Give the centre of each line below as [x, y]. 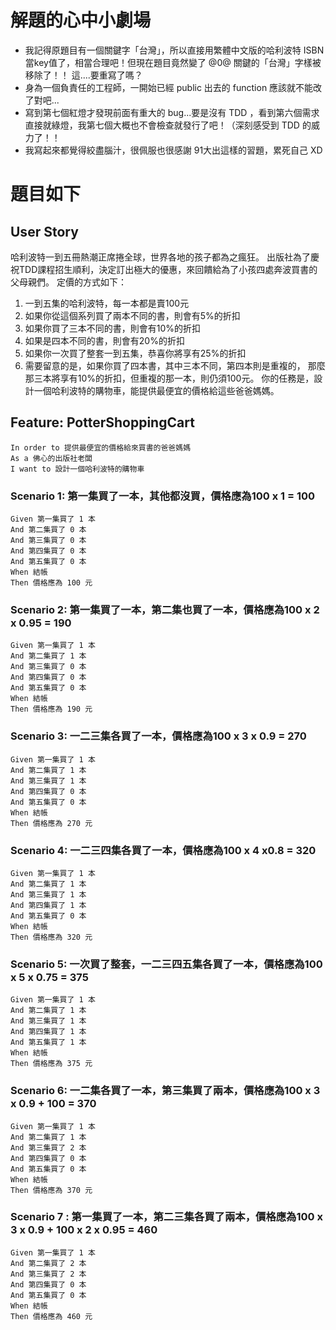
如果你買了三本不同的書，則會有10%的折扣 [113, 328]
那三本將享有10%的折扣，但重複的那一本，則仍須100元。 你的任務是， [169, 378]
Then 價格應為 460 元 [51, 1316]
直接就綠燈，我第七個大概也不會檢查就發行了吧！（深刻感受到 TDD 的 [168, 125]
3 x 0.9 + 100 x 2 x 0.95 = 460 [84, 1230]
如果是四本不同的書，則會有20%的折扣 [104, 340]
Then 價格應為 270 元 [51, 823]
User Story [44, 231]
